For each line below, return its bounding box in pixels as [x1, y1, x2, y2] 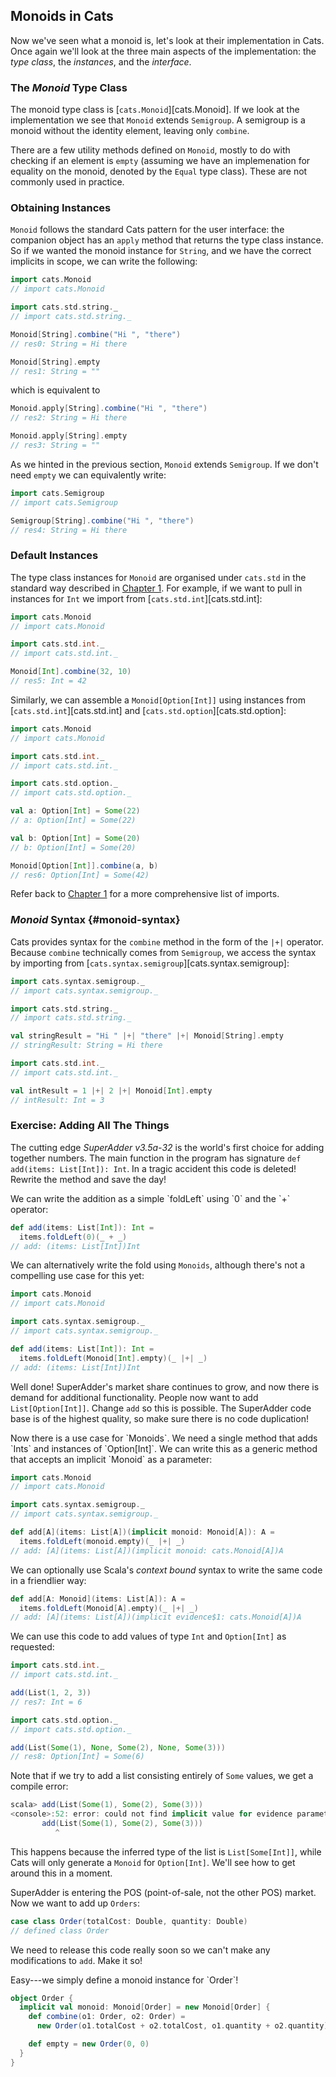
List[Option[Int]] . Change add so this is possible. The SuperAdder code [10, 1402, 312, 1414]
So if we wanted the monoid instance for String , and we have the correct [10, 245, 312, 257]
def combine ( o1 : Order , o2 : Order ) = [28, 2012, 186, 2022]
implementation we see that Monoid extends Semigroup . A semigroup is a [10, 114, 306, 126]
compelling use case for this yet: [10, 1270, 145, 1282]
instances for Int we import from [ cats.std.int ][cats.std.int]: [10, 592, 263, 604]
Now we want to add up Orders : [10, 1897, 141, 1909]
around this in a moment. [10, 1867, 113, 1879]
